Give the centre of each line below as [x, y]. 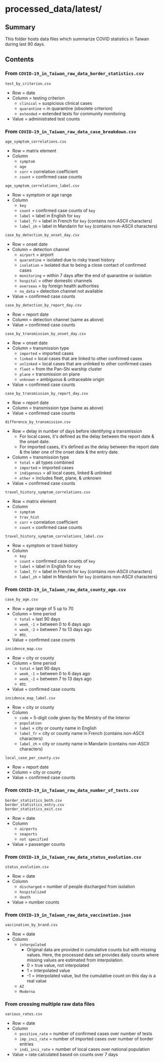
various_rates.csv [24, 1014]
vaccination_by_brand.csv [31, 925]
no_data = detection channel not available [61, 291]
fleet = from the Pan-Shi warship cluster [61, 369]
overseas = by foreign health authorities [59, 286]
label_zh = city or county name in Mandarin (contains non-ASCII [84, 744]
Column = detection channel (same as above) [58, 319]
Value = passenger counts [39, 844]
